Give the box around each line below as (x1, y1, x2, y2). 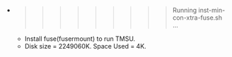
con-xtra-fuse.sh (172, 13, 223, 22)
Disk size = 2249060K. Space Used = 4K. (24, 42, 146, 50)
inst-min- (197, 6, 226, 14)
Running (172, 6, 197, 14)
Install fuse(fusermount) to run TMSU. (24, 34, 136, 43)
